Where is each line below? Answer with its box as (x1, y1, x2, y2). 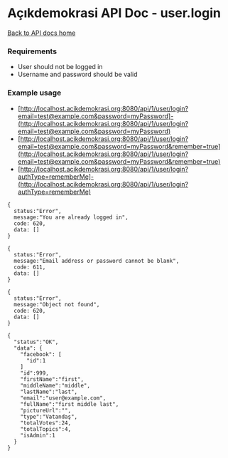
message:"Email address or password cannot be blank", (13, 257, 180, 264)
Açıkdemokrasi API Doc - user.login (7, 5, 222, 21)
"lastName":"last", (20, 388, 78, 395)
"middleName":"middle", (20, 382, 91, 389)
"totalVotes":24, (20, 419, 72, 427)
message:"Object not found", (13, 301, 100, 308)
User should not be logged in (17, 63, 103, 71)
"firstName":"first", (20, 375, 84, 382)
